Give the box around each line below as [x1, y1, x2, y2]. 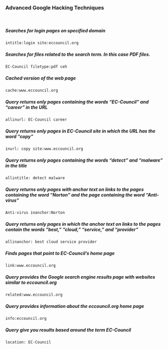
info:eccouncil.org [5, 316, 47, 321]
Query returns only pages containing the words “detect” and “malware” [5, 157, 163, 163]
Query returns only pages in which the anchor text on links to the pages [5, 221, 161, 227]
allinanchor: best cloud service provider [5, 239, 97, 245]
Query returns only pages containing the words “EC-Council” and [5, 99, 149, 105]
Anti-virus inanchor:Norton [5, 210, 65, 216]
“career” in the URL [5, 104, 48, 110]
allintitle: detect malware [5, 176, 65, 181]
